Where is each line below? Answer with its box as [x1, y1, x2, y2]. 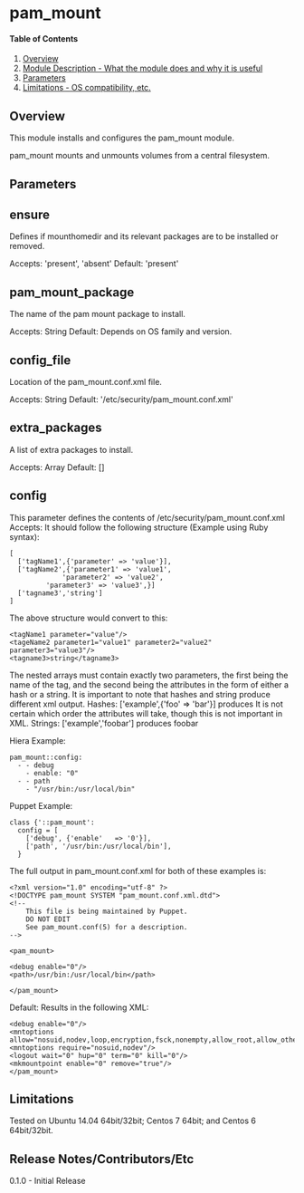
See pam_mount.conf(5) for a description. [25, 922, 188, 931]
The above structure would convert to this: [9, 612, 168, 623]
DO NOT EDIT [25, 914, 71, 924]
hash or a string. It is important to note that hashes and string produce [9, 688, 271, 699]
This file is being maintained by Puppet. [25, 907, 188, 916]
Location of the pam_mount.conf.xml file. [9, 377, 163, 388]
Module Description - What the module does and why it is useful [22, 63, 263, 74]
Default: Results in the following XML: [9, 1002, 149, 1013]
